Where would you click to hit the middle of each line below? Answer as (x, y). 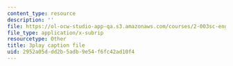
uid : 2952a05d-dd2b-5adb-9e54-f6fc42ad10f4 (71, 52)
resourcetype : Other (37, 39)
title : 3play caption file (46, 45)
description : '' (31, 20)
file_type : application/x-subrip (55, 33)
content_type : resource (42, 13)
